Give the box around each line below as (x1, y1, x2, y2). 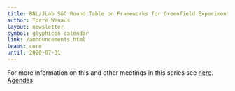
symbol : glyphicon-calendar (7, 29, 90, 37)
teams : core (7, 43, 42, 50)
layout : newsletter (7, 23, 64, 30)
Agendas (7, 76, 34, 84)
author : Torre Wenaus (7, 17, 71, 24)
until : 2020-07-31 (7, 50, 61, 57)
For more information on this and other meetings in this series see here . (7, 68, 213, 77)
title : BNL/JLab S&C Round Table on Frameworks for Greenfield (7, 10, 196, 17)
